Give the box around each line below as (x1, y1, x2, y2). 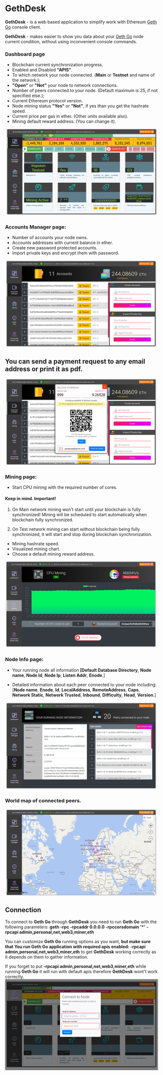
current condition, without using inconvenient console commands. (5, 38, 137, 44)
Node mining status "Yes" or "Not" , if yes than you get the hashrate (12, 103, 149, 109)
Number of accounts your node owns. (12, 235, 88, 241)
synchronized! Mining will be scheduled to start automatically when (12, 511, 147, 517)
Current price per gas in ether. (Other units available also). (12, 114, 129, 119)
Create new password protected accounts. (12, 245, 98, 251)
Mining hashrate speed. (12, 540, 60, 546)
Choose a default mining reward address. (12, 551, 95, 557)
